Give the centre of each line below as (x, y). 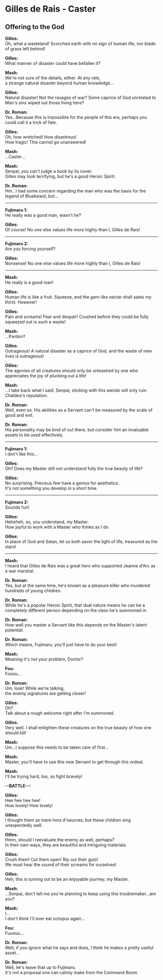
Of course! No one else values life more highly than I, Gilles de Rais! (73, 230)
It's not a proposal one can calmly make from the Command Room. (72, 972)
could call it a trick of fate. (31, 122)
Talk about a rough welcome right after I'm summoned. (60, 713)
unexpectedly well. (24, 825)
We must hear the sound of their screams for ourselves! (61, 865)
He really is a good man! (29, 282)
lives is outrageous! (24, 356)
